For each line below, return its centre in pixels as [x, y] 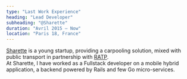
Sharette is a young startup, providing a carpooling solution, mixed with [94, 50]
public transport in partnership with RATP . [57, 57]
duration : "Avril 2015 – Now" [44, 28]
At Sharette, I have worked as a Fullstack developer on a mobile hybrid [93, 64]
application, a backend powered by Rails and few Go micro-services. [91, 69]
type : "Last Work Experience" [44, 12]
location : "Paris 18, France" [44, 34]
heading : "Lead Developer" [40, 17]
